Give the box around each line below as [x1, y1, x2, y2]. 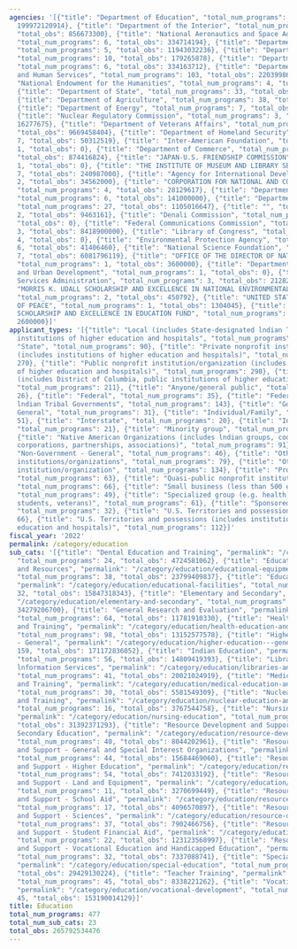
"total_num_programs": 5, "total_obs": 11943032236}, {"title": [17, 46, 259, 55]
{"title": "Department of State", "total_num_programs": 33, [17, 87, 247, 96]
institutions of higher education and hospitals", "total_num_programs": [17, 334, 294, 343]
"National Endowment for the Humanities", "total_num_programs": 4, [17, 79, 275, 88]
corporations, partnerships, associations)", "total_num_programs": [17, 441, 275, 450]
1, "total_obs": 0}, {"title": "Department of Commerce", [17, 144, 236, 153]
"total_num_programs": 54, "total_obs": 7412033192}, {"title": [17, 770, 259, 779]
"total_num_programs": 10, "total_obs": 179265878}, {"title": [17, 54, 255, 63]
